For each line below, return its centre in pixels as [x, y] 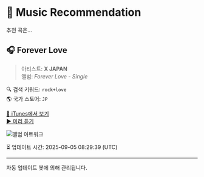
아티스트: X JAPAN [44, 69]
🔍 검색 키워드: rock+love [36, 89]
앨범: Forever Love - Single [54, 76]
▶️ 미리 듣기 [20, 121]
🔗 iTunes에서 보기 [28, 113]
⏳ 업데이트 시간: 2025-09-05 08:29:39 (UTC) [62, 147]
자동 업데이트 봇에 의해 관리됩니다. [47, 167]
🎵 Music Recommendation [74, 12]
